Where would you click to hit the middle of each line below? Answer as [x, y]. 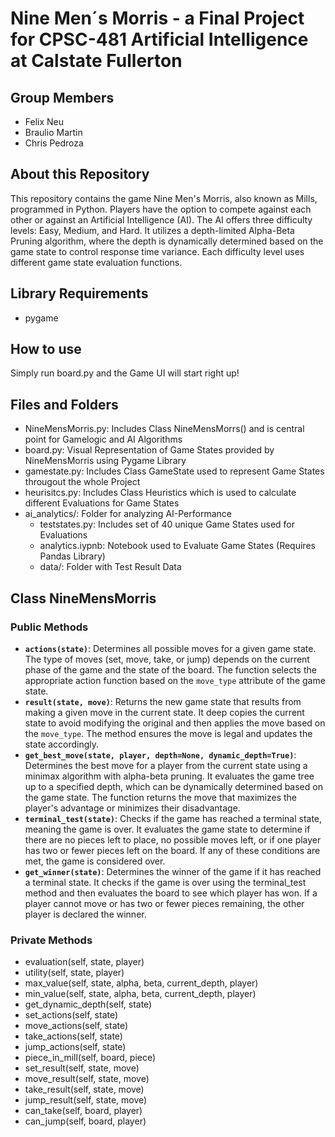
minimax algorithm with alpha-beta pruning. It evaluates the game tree [169, 776]
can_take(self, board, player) [83, 1111]
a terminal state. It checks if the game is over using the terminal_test [165, 882]
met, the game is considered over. [95, 861]
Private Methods [51, 940]
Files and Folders [64, 404]
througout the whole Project [82, 482]
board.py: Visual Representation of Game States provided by [149, 450]
